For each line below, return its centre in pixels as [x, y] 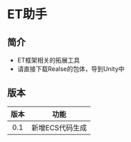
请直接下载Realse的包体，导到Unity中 [71, 69]
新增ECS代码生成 [59, 127]
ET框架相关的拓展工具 [49, 60]
